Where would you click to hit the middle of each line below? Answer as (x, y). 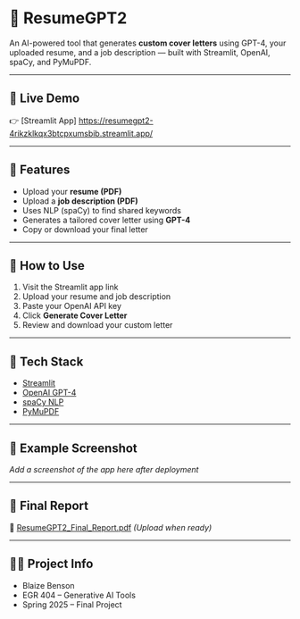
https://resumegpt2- (116, 121)
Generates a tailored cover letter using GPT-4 (106, 220)
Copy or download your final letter (85, 229)
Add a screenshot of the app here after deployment (104, 469)
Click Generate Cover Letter (75, 315)
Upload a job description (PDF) (80, 201)
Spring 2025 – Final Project (72, 604)
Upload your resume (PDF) (72, 191)
